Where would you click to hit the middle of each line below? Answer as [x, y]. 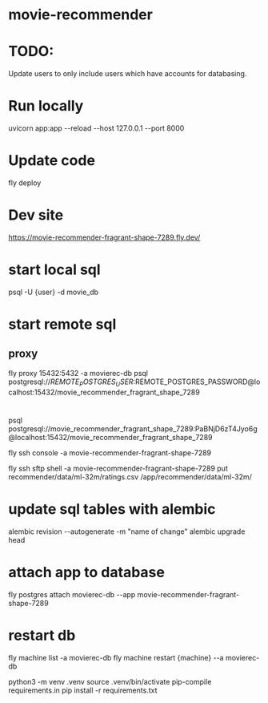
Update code [52, 161]
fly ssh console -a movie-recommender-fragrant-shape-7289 [110, 453]
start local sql [55, 270]
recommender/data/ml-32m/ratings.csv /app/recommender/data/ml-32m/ [130, 477]
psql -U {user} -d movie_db [53, 292]
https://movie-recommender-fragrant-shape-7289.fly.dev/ [104, 237]
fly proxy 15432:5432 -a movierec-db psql [78, 373]
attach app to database [87, 572]
